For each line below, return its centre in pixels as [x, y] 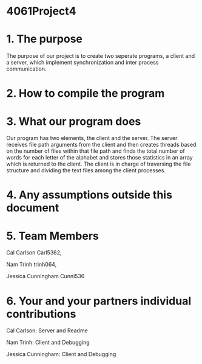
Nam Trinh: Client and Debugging [48, 343]
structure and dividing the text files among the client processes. [86, 170]
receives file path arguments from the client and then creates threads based [101, 145]
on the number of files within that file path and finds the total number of [96, 151]
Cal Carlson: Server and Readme [47, 331]
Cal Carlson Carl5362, [34, 253]
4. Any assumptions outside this [89, 195]
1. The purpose [45, 39]
